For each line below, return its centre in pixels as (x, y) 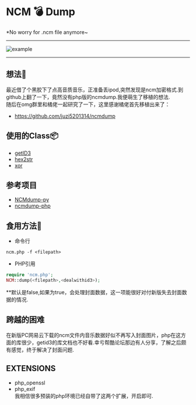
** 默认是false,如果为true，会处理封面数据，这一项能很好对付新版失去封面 (94, 292)
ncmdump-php (32, 206)
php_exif (25, 389)
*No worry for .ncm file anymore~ (47, 32)
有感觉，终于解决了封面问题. (40, 349)
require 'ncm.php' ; (30, 275)
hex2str (24, 159)
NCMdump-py (32, 200)
